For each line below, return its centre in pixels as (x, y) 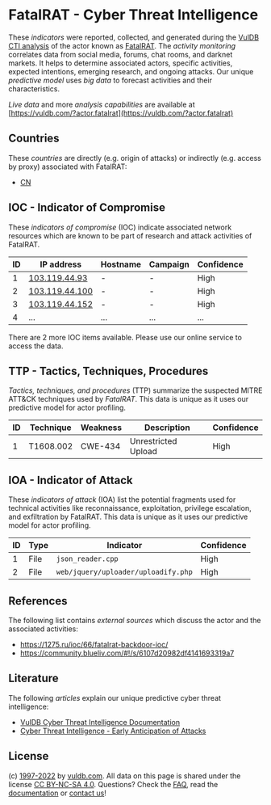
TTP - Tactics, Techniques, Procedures (108, 371)
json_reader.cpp (87, 559)
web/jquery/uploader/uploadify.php (125, 572)
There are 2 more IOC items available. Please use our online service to (125, 337)
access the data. (36, 346)
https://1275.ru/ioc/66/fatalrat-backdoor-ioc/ (94, 645)
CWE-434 (100, 446)
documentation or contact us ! (58, 793)
